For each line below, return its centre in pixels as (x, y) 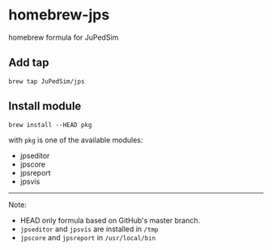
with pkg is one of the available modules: (76, 140)
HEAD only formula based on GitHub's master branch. (110, 220)
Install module (45, 106)
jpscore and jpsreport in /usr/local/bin (88, 237)
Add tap (29, 63)
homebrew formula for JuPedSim (64, 37)
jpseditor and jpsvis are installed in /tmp (89, 229)
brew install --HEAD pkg (50, 125)
